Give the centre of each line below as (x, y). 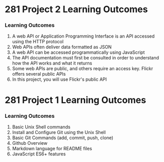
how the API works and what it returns (52, 63)
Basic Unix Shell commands (41, 127)
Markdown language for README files (52, 148)
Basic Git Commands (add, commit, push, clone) (63, 138)
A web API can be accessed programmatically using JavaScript (78, 52)
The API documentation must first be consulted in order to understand (86, 58)
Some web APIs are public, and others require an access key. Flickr (83, 69)
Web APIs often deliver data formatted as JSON (62, 47)
